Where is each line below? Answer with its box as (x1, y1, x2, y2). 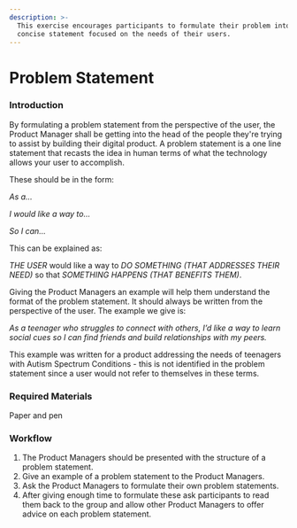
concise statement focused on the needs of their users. (17, 29, 232, 38)
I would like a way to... (9, 208, 91, 219)
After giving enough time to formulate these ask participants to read (21, 490, 270, 501)
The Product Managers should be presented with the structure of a (21, 453, 267, 463)
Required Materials (9, 390, 93, 402)
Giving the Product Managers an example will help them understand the (9, 286, 270, 297)
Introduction (9, 99, 64, 112)
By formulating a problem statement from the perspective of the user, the (9, 119, 276, 129)
